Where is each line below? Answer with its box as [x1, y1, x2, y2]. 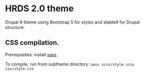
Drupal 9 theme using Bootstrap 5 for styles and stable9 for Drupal [5, 19, 140, 25]
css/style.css [5, 66, 34, 71]
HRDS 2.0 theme [5, 3, 74, 14]
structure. [5, 24, 25, 30]
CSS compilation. [5, 39, 59, 47]
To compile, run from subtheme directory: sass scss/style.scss [5, 61, 135, 67]
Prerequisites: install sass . [5, 51, 58, 57]
